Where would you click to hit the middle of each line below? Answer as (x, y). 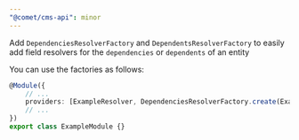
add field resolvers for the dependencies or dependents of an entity (129, 52)
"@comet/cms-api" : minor (55, 17)
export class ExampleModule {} (67, 127)
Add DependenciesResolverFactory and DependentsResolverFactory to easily (147, 43)
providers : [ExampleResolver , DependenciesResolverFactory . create (151, 102)
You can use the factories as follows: (77, 69)
